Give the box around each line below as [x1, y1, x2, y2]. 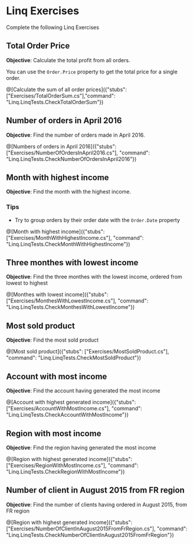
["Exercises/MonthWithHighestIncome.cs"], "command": [6, 234, 144, 241]
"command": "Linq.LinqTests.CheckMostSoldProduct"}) [6, 354, 142, 362]
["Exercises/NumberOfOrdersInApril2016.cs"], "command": [6, 149, 151, 156]
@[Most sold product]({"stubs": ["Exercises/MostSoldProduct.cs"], [6, 348, 169, 355]
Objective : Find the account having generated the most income [6, 387, 161, 394]
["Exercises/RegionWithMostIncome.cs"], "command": [6, 462, 139, 469]
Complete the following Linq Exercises [6, 24, 99, 31]
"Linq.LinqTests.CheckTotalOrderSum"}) [6, 98, 104, 105]
